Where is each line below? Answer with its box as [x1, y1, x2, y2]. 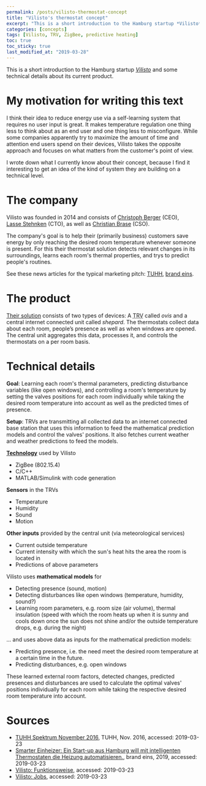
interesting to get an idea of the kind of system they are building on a [6, 165, 181, 173]
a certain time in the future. [15, 654, 84, 661]
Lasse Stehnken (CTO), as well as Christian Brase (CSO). [6, 220, 150, 227]
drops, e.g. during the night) [15, 624, 87, 631]
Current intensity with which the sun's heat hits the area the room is [15, 548, 187, 555]
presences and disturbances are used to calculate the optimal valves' [6, 679, 182, 687]
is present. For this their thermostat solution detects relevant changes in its [6, 245, 196, 252]
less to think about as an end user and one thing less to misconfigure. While [6, 127, 198, 134]
